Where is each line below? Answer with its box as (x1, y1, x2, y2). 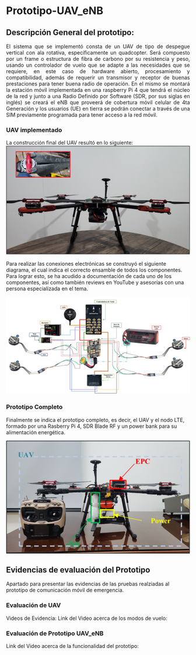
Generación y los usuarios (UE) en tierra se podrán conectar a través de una (6, 105, 190, 112)
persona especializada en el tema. (6, 285, 89, 292)
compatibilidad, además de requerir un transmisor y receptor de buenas (6, 74, 190, 81)
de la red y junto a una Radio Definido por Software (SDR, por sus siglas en (6, 92, 190, 100)
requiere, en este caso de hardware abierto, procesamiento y (6, 68, 190, 74)
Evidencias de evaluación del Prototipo (6, 565, 150, 575)
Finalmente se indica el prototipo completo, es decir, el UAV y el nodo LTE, (6, 416, 185, 423)
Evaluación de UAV (6, 601, 61, 609)
